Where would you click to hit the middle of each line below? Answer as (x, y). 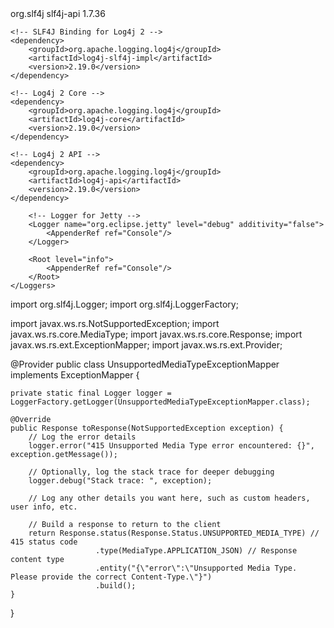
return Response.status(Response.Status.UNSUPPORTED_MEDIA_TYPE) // (174, 533)
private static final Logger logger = (91, 393)
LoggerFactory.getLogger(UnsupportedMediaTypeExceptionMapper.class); (160, 402)
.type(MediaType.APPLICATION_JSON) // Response (196, 551)
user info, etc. (44, 507)
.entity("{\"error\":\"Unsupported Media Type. (196, 568)
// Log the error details (82, 437)
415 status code (44, 542)
